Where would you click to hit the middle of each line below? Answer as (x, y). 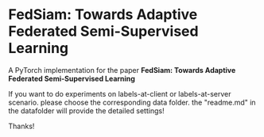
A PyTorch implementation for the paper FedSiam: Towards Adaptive (122, 70)
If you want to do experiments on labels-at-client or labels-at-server (120, 93)
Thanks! (21, 126)
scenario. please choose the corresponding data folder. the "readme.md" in (132, 102)
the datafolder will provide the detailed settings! (86, 110)
